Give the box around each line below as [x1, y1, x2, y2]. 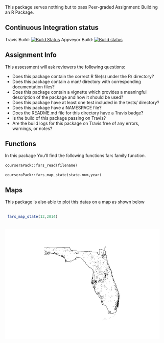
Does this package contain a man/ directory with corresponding [12, 79, 141, 84]
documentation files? [12, 83, 55, 90]
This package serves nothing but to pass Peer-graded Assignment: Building [5, 4, 158, 10]
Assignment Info [5, 51, 57, 59]
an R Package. [5, 9, 34, 15]
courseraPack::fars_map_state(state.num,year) [5, 173, 102, 178]
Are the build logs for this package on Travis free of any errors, [12, 120, 140, 126]
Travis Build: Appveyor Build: [5, 36, 93, 42]
